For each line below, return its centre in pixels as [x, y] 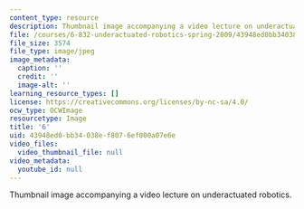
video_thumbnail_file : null [71, 152]
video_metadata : [40, 161]
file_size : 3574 [40, 43]
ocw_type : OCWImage [46, 110]
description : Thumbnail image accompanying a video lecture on [131, 26]
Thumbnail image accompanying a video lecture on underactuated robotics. [151, 195]
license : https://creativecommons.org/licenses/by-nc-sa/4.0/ [129, 102]
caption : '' [40, 69]
